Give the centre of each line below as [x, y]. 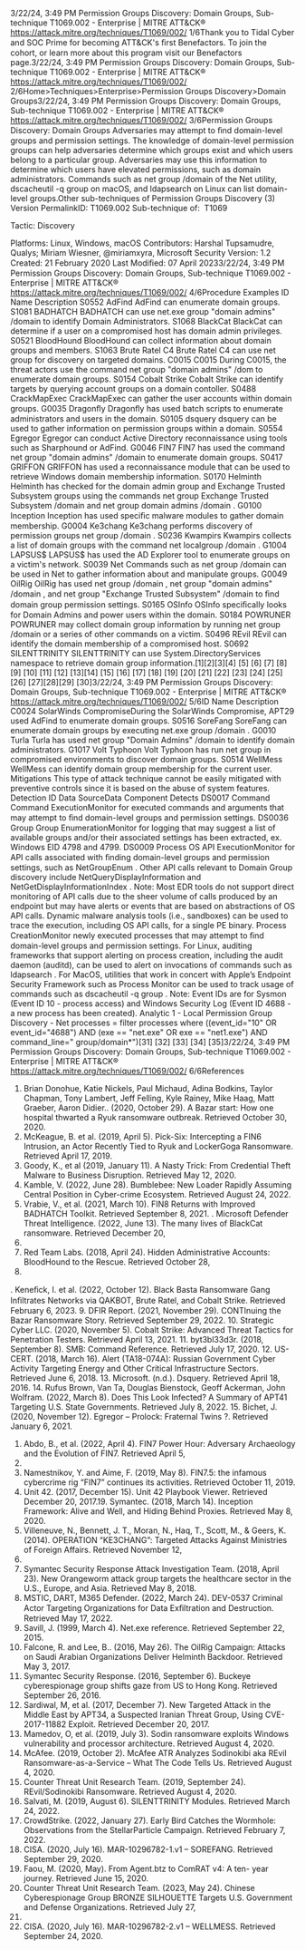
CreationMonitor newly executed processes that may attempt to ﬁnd [138, 936]
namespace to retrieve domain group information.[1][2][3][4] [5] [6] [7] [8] [149, 663]
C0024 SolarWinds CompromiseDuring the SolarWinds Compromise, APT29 [152, 711]
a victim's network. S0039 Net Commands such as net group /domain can [148, 564]
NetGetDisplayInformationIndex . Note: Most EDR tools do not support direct [152, 887]
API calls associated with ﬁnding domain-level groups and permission [140, 857]
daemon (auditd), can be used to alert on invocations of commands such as [151, 965]
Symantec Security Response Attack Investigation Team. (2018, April [151, 1569]
